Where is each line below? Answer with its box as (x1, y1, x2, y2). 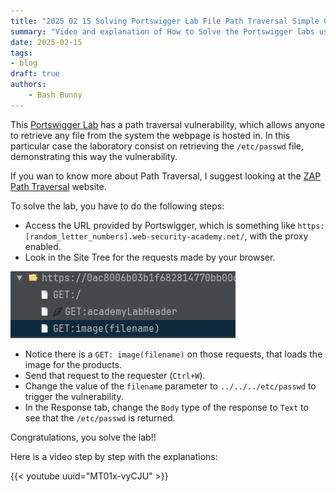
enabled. (24, 240, 62, 252)
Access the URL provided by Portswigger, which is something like (24, 219, 296, 231)
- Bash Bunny (28, 90, 83, 100)
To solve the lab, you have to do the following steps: (10, 200, 225, 212)
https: (297, 221, 325, 231)
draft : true (10, 69, 60, 79)
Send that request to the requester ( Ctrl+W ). (24, 369, 206, 381)
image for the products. (24, 358, 123, 370)
